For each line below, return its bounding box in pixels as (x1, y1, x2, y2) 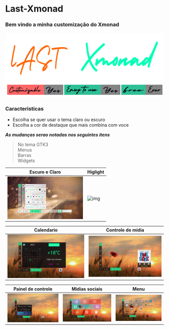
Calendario (34, 227, 58, 233)
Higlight (87, 169, 105, 175)
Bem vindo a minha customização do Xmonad (5, 21, 120, 28)
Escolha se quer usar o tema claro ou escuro (12, 117, 106, 123)
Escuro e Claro (29, 169, 61, 175)
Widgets (17, 157, 35, 164)
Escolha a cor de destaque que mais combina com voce (12, 122, 129, 128)
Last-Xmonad (5, 3, 64, 15)
